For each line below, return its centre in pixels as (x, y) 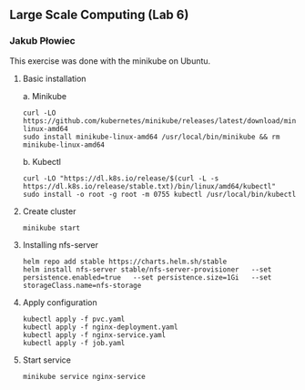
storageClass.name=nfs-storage (82, 285)
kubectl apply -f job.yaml (74, 343)
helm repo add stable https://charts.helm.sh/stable (125, 262)
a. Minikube (45, 96)
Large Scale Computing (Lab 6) (99, 15)
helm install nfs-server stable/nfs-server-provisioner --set (147, 269)
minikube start (51, 228)
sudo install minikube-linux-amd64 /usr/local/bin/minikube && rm (151, 137)
